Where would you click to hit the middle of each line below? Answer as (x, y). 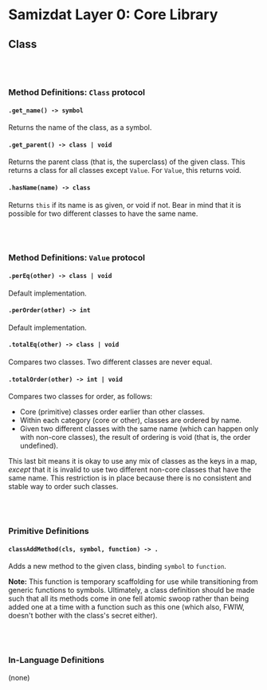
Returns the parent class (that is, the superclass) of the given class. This (127, 162)
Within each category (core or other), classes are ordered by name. (130, 421)
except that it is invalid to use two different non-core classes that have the (130, 470)
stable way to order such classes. (63, 487)
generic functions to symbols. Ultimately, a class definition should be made (132, 590)
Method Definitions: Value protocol (77, 258)
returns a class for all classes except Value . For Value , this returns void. (125, 171)
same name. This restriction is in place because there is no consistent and (130, 478)
